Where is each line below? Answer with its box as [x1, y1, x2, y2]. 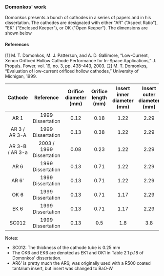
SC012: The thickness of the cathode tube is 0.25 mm [12, 244, 121, 251]
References [5, 41, 29, 47]
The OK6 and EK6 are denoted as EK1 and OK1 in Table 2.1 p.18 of [12, 250, 144, 255]
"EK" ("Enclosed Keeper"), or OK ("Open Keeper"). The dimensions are [5, 25, 148, 31]
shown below [5, 30, 32, 36]
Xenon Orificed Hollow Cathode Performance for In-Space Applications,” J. [5, 57, 156, 63]
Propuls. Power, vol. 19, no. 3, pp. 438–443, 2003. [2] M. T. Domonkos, [5, 63, 148, 69]
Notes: [5, 235, 19, 241]
